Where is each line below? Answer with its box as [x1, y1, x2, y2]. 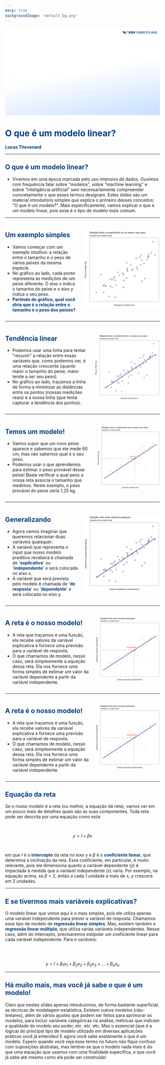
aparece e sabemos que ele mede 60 [12, 446, 88, 452]
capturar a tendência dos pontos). [12, 400, 82, 406]
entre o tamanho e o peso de [12, 254, 71, 260]
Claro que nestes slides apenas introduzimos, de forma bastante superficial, [5, 1002, 160, 1008]
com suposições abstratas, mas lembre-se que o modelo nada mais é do [5, 1044, 153, 1050]
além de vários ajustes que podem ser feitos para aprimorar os [25, 1012, 152, 1018]
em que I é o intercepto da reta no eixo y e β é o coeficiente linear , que [5, 852, 151, 858]
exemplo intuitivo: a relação [12, 249, 68, 255]
